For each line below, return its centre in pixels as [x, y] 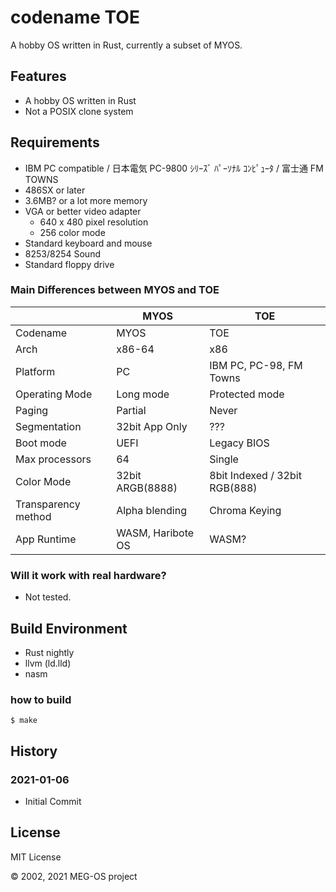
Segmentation [48, 426]
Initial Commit [53, 801]
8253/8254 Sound [62, 253]
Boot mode [41, 443]
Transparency [48, 504]
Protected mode [247, 394]
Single [224, 459]
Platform [35, 371]
